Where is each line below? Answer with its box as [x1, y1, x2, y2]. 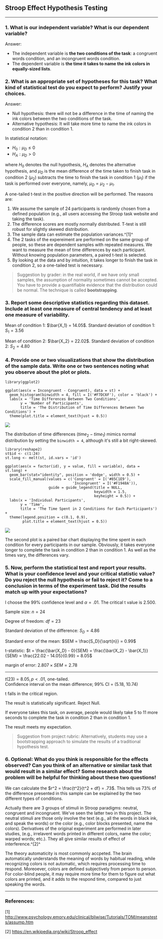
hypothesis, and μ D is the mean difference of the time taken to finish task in [5, 168, 156, 175]
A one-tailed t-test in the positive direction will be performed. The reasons [5, 191, 153, 197]
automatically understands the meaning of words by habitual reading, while [5, 856, 156, 861]
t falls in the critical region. [5, 691, 58, 696]
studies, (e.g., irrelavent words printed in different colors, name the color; [5, 830, 151, 836]
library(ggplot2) [5, 380, 40, 385]
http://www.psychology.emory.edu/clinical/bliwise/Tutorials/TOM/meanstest [5, 914, 158, 920]
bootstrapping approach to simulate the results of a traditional [16, 739, 141, 745]
